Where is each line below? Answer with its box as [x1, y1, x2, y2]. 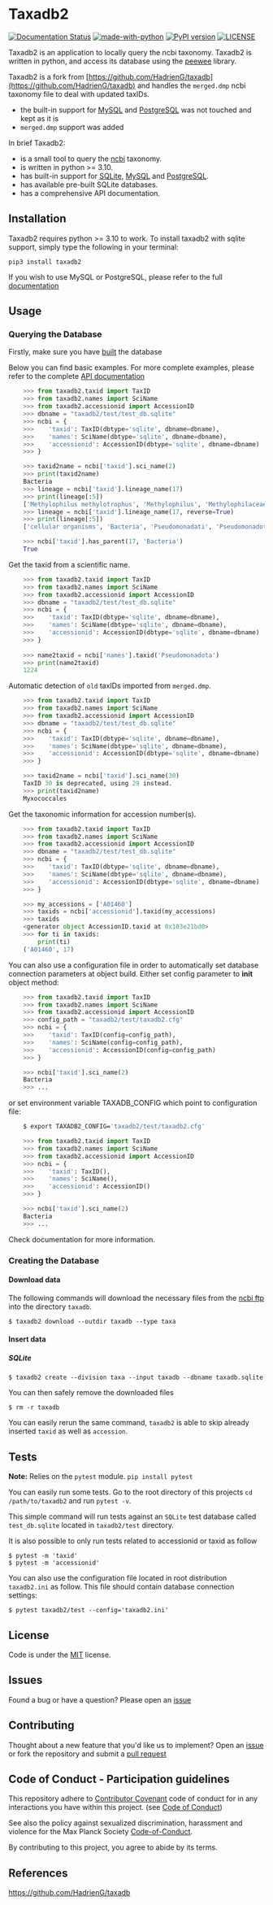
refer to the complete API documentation [8, 372, 145, 381]
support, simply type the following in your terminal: [8, 241, 179, 252]
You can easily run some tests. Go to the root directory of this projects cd [8, 1487, 253, 1497]
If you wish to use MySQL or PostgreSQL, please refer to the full [8, 272, 223, 281]
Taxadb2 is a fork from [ [8, 72, 89, 81]
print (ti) [37, 937, 71, 946]
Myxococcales [23, 794, 67, 802]
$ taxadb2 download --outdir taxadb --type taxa [8, 1317, 176, 1325]
